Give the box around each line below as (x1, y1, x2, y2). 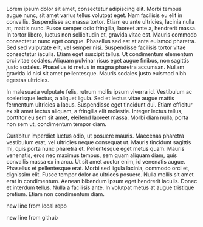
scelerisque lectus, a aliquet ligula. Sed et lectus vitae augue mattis (6, 94, 174, 102)
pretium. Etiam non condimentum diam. (6, 190, 105, 197)
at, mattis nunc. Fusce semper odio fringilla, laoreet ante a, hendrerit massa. (6, 24, 197, 32)
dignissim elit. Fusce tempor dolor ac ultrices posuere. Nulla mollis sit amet (6, 171, 194, 178)
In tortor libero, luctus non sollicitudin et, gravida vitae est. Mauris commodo (6, 31, 198, 38)
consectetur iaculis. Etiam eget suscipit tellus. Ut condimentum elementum (6, 51, 193, 57)
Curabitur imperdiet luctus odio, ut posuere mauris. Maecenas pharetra (6, 132, 184, 139)
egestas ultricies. (6, 76, 50, 83)
